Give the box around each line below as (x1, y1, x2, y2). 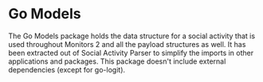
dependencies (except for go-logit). (8, 64, 126, 74)
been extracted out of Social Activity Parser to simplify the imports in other (8, 48, 254, 57)
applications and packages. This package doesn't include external (8, 57, 226, 66)
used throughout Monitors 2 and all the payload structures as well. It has (8, 39, 246, 49)
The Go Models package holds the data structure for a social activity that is (8, 31, 256, 41)
